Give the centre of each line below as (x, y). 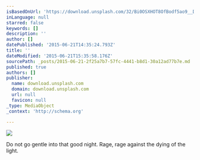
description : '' (26, 34)
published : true (26, 67)
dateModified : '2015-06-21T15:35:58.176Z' (60, 56)
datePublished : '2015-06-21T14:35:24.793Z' (61, 45)
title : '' (18, 51)
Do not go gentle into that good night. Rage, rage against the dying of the (96, 145)
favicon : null (29, 100)
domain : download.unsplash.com (50, 89)
